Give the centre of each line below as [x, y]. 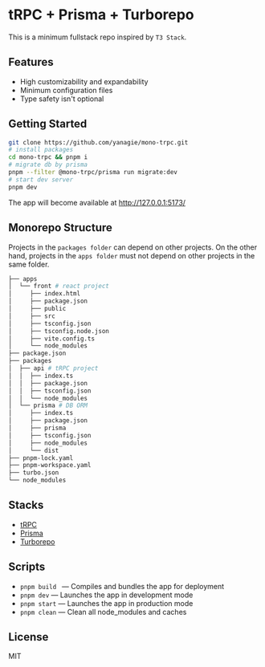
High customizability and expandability [84, 81]
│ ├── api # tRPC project [53, 368]
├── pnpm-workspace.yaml [50, 466]
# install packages [41, 150]
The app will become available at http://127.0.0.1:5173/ [97, 202]
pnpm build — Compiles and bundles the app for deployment [122, 586]
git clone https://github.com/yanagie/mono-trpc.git [98, 142]
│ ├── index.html [45, 294]
